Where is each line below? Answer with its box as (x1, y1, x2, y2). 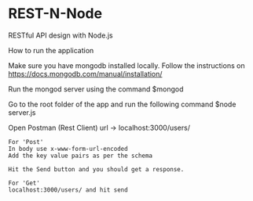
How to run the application (8, 45, 94, 55)
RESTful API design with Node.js (8, 31, 113, 40)
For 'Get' (8, 179, 41, 187)
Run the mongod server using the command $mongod (8, 84, 184, 94)
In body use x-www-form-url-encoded (8, 145, 128, 153)
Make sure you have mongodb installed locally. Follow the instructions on (8, 60, 245, 70)
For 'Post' (8, 138, 44, 145)
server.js (8, 107, 37, 117)
